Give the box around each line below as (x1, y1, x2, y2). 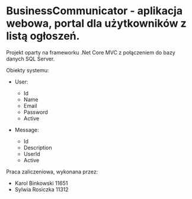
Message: (14, 126, 40, 133)
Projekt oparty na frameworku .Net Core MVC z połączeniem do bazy (6, 49, 176, 56)
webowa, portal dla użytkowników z (6, 17, 187, 30)
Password (23, 108, 49, 115)
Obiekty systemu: (6, 66, 49, 73)
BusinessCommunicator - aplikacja (6, 4, 183, 18)
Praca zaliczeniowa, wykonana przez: (6, 168, 98, 175)
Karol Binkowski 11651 (14, 179, 68, 187)
